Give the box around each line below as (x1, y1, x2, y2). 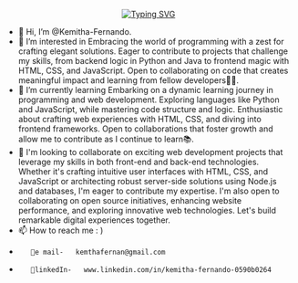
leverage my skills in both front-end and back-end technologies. (17, 156, 260, 167)
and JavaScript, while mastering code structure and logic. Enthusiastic (17, 104, 283, 114)
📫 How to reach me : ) (17, 225, 104, 236)
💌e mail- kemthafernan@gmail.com (30, 247, 166, 257)
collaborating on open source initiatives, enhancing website (17, 195, 242, 205)
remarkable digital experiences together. (17, 215, 170, 225)
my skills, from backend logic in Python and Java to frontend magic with (17, 56, 290, 66)
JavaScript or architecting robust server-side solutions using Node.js (17, 176, 277, 186)
